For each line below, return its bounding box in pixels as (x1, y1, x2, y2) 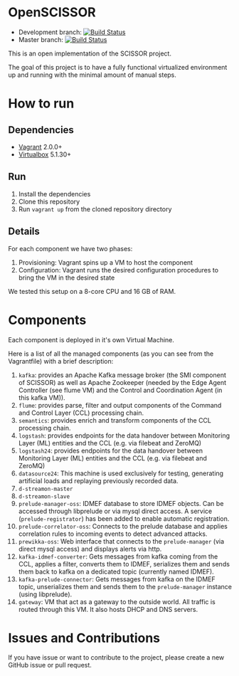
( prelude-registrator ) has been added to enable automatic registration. (18, 514, 230, 523)
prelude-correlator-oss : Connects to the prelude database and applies (18, 522, 228, 530)
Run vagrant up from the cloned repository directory (18, 204, 172, 213)
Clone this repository (18, 197, 80, 206)
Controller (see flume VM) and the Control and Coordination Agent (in (18, 386, 223, 394)
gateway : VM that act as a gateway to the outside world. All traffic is (18, 597, 216, 606)
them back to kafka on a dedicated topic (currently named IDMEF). (18, 567, 214, 576)
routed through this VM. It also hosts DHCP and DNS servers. (18, 605, 198, 613)
